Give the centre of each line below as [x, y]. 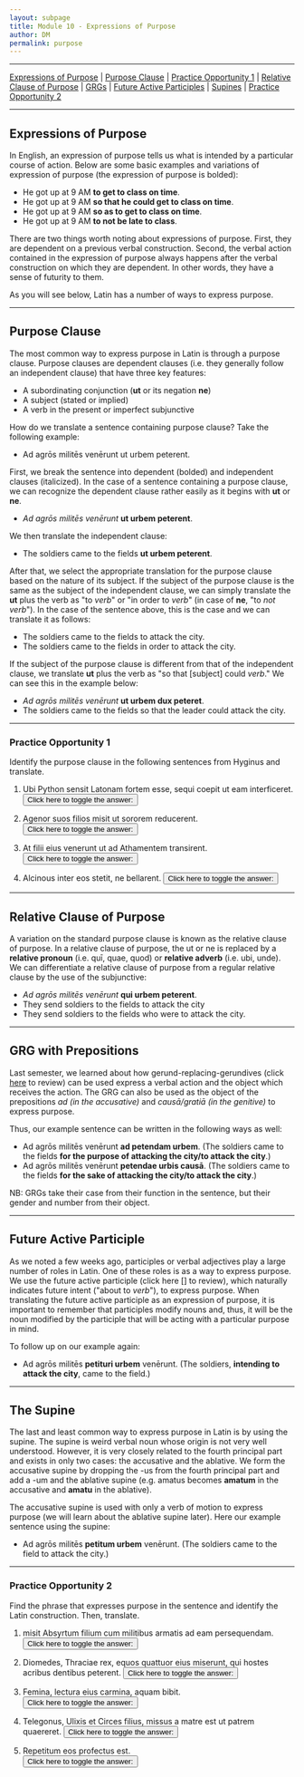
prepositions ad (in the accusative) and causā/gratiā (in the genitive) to [142, 1101]
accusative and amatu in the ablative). [81, 1490]
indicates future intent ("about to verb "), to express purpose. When [134, 1290]
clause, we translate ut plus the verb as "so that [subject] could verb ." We [147, 673]
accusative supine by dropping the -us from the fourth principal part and [145, 1471]
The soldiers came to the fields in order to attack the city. [129, 646]
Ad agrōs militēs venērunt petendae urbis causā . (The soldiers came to [156, 1165]
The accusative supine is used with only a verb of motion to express [137, 1507]
